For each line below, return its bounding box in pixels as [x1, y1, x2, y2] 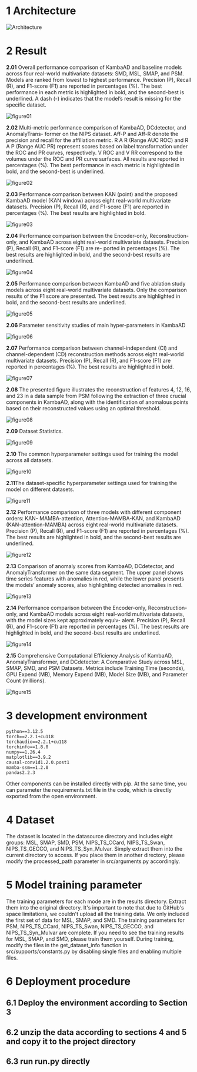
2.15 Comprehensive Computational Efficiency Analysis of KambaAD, [6, 652, 173, 659]
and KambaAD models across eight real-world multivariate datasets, [19, 610, 185, 618]
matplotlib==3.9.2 [6, 754, 51, 760]
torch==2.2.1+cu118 [6, 734, 54, 739]
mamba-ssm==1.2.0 [6, 764, 49, 771]
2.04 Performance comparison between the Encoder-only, [6, 232, 149, 239]
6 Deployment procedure [6, 974, 131, 988]
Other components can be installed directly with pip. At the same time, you [6, 780, 187, 787]
